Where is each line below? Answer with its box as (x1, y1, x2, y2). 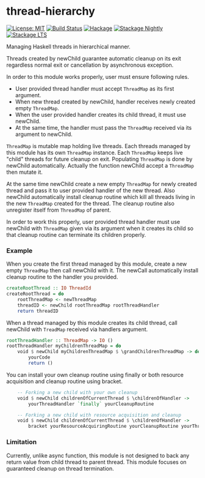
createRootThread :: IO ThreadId (6, 285, 92, 291)
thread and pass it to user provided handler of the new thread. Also (6, 187, 175, 194)
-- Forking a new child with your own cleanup (17, 389, 138, 395)
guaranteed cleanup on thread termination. (6, 465, 114, 472)
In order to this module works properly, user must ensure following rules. (6, 73, 189, 80)
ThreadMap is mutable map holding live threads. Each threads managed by (6, 142, 191, 149)
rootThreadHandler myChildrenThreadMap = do (6, 343, 121, 349)
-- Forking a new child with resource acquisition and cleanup (17, 412, 182, 418)
